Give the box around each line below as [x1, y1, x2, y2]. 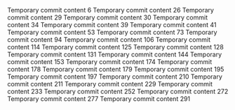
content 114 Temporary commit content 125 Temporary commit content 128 [7, 43, 224, 51]
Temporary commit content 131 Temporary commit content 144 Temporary [7, 50, 222, 58]
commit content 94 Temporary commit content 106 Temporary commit [7, 36, 210, 44]
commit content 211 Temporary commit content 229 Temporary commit [7, 80, 213, 88]
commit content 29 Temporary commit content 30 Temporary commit [7, 13, 208, 22]
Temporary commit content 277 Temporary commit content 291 [7, 95, 191, 103]
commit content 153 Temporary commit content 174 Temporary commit [7, 58, 213, 65]
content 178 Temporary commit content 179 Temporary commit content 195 [7, 65, 224, 73]
